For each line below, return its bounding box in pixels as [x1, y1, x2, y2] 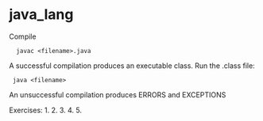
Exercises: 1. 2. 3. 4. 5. [9, 105, 83, 115]
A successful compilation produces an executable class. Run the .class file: [9, 61, 255, 70]
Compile [9, 32, 37, 41]
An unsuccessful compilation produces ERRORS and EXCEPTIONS [9, 89, 226, 100]
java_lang [9, 6, 74, 24]
